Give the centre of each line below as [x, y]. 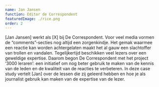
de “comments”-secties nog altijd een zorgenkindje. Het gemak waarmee [79, 43]
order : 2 [14, 23]
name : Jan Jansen [23, 10]
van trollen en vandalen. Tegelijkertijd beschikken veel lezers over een [76, 53]
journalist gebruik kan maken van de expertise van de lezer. [65, 79]
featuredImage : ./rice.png [33, 19]
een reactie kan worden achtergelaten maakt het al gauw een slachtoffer [78, 48]
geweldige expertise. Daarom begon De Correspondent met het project [77, 58]
